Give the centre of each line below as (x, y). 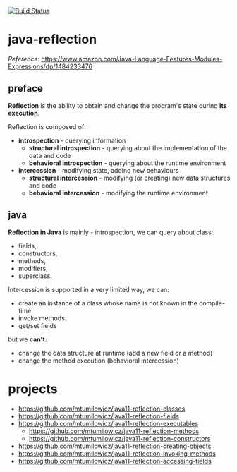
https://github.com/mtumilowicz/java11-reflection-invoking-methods (117, 453)
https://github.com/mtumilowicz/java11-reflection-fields (98, 416)
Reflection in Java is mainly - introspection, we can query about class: (111, 232)
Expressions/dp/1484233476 (50, 66)
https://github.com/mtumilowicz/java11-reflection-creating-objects (115, 446)
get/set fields (37, 325)
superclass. (35, 276)
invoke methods (42, 318)
